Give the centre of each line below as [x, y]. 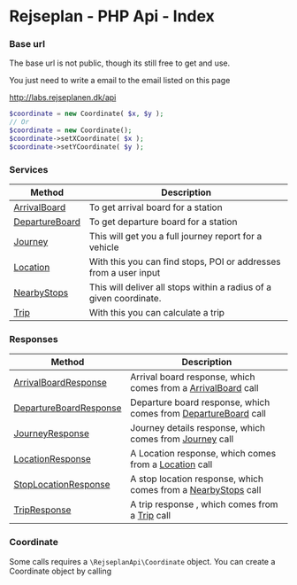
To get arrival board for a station [156, 207]
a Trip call [150, 516]
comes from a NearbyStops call [196, 490]
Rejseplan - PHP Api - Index [112, 16]
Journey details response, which [198, 428]
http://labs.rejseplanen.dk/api [63, 97]
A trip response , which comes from [204, 504]
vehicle [104, 247]
